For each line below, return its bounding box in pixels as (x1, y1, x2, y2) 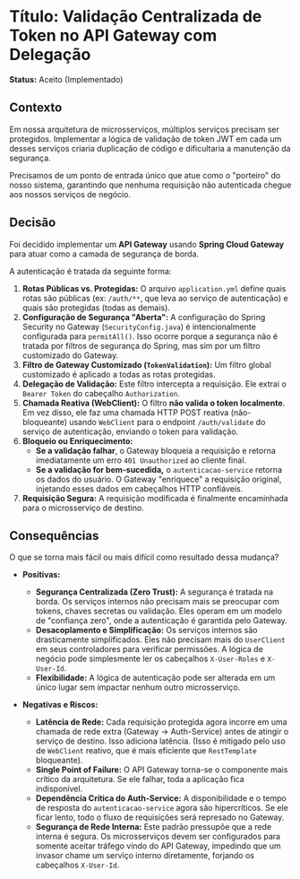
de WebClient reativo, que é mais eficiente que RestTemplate (35, 745, 257, 756)
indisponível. (35, 783, 83, 795)
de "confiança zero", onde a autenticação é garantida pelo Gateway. (35, 615, 288, 626)
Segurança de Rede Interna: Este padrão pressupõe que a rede (35, 822, 271, 832)
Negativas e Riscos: (21, 700, 99, 710)
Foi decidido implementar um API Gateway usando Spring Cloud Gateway (9, 239, 285, 249)
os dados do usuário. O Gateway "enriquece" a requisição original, (35, 474, 282, 484)
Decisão (9, 215, 56, 231)
